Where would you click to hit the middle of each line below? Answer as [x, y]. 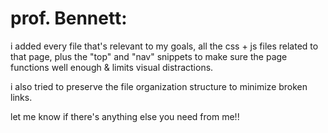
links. [21, 97]
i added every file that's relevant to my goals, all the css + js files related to [164, 46]
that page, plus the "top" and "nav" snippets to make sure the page [149, 56]
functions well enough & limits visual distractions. [112, 67]
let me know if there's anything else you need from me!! [125, 116]
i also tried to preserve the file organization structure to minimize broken [159, 86]
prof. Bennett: [69, 18]
